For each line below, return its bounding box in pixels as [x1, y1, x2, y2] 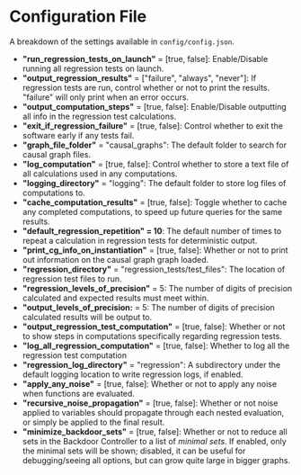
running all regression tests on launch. [22, 63, 164, 74]
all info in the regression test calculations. [22, 111, 177, 121]
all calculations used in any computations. [22, 168, 178, 179]
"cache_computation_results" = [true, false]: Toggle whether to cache [22, 196, 288, 208]
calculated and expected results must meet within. [22, 292, 209, 303]
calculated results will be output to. [22, 311, 153, 322]
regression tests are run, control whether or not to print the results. [22, 82, 270, 93]
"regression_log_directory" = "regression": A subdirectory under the [22, 359, 281, 370]
